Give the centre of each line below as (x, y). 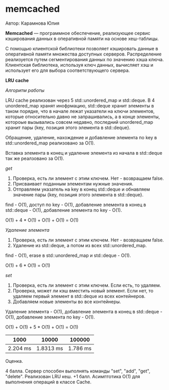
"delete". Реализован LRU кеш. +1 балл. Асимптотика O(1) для (73, 376)
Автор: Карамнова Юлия (33, 23)
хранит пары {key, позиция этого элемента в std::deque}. (68, 127)
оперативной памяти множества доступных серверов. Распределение (83, 54)
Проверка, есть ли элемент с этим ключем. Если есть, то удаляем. (87, 285)
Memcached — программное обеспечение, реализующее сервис (78, 33)
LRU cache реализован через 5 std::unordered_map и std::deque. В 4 (80, 100)
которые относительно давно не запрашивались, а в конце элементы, (83, 117)
